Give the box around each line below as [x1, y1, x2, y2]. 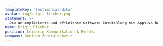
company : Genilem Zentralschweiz [5, 34, 73, 39]
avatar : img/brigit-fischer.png [5, 11, 70, 16]
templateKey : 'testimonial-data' [5, 7, 73, 12]
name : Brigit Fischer [5, 25, 49, 30]
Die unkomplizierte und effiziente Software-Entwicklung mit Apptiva [9, 20, 153, 25]
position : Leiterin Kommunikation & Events [5, 29, 95, 34]
